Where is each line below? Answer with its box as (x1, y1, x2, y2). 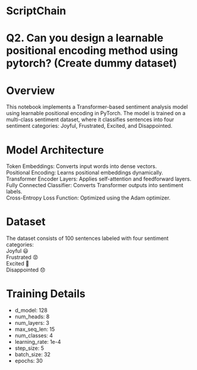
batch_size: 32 (14, 351, 51, 358)
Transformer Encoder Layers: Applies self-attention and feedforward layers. (6, 175, 192, 182)
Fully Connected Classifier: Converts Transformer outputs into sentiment (6, 182, 184, 189)
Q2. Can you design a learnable (6, 31, 164, 45)
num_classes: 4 (14, 332, 53, 339)
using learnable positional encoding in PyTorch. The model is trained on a (6, 110, 186, 117)
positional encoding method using (6, 44, 179, 58)
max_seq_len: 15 (14, 325, 55, 333)
